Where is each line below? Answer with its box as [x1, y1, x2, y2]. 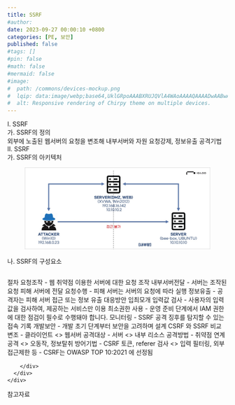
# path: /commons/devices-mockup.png [7, 85, 120, 92]
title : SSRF [7, 11, 42, 18]
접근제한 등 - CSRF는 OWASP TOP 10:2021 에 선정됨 [7, 348, 153, 357]
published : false [7, 41, 58, 48]
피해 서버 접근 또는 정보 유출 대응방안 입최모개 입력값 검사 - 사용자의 [25, 296, 211, 304]
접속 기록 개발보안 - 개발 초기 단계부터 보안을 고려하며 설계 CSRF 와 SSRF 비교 [7, 322, 222, 330]
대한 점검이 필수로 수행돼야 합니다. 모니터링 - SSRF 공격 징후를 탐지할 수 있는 [14, 313, 225, 322]
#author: [7, 18, 33, 26]
